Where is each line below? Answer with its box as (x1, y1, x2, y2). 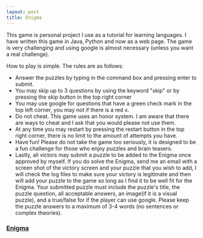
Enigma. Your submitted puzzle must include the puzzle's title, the (15, 183, 180, 191)
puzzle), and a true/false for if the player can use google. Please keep (15, 196, 190, 203)
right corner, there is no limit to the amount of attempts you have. (15, 131, 178, 139)
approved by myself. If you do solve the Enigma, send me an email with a (15, 157, 198, 165)
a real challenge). (6, 50, 50, 58)
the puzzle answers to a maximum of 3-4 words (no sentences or (15, 202, 179, 210)
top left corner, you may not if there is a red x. (15, 106, 130, 113)
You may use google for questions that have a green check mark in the (15, 99, 192, 107)
